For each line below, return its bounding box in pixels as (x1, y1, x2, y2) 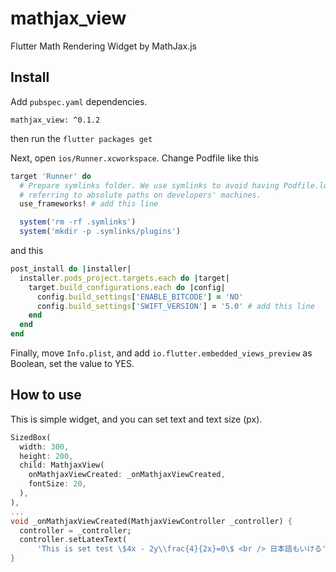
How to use (10, 387, 82, 404)
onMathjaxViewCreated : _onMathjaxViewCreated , (28, 470, 226, 480)
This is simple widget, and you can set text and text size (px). (10, 413, 263, 425)
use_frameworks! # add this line (19, 199, 159, 209)
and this (10, 245, 44, 256)
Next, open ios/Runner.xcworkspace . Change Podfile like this (10, 152, 259, 164)
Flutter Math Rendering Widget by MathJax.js (10, 40, 197, 52)
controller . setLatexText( (19, 535, 128, 545)
